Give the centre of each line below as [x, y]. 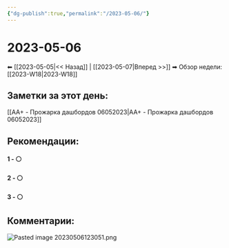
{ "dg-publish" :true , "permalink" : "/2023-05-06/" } [78, 13]
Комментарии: [41, 221]
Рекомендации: [43, 141]
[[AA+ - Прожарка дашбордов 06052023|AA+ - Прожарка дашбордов [110, 112]
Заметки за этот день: [58, 95]
